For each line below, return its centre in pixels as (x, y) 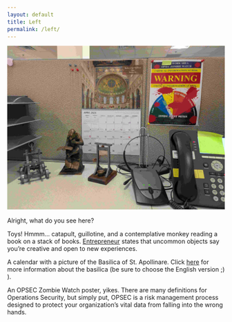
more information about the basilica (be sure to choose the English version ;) (116, 269)
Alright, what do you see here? (51, 220)
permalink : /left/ (33, 29)
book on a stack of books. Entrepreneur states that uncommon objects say (113, 241)
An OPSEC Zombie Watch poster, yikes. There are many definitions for (107, 290)
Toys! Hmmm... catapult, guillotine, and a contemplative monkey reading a (113, 234)
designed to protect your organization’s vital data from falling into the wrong (115, 305)
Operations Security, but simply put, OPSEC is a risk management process (113, 297)
